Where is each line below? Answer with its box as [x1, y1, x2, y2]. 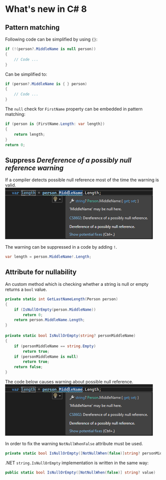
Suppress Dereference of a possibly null [5, 156, 132, 164]
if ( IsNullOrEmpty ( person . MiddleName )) [14, 307, 96, 312]
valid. [5, 182, 16, 188]
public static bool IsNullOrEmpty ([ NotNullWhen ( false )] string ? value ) [5, 470, 156, 475]
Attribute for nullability [5, 268, 77, 276]
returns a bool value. [5, 286, 47, 292]
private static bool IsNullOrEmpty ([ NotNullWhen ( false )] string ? [5, 451, 140, 456]
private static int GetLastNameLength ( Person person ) [5, 296, 119, 302]
